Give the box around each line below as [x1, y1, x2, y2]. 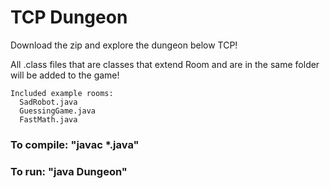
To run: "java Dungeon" [10, 164, 128, 178]
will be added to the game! [10, 69, 120, 81]
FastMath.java [19, 114, 78, 125]
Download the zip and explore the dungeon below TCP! [10, 39, 238, 51]
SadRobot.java [19, 97, 78, 107]
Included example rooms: [10, 88, 114, 98]
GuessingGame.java [19, 106, 97, 116]
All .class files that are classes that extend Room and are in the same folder [10, 58, 320, 70]
